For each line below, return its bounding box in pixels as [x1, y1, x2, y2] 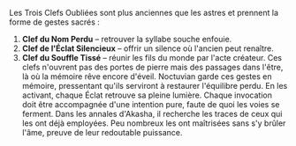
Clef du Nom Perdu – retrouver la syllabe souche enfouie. [21, 34, 232, 44]
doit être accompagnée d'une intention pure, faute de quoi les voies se [21, 99, 280, 109]
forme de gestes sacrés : [9, 17, 100, 27]
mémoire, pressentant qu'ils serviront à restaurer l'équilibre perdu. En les [21, 81, 288, 91]
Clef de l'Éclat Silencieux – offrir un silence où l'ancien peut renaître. [21, 43, 274, 54]
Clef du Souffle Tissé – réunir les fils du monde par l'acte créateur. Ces [21, 53, 283, 62]
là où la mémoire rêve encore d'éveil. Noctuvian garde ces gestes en [21, 71, 272, 82]
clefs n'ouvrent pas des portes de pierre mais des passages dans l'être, [21, 62, 284, 72]
